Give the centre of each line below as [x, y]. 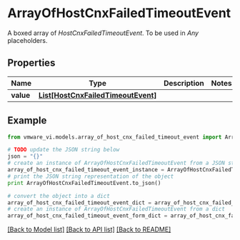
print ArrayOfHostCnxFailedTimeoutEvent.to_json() [84, 183]
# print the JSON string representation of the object [91, 176]
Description [184, 83]
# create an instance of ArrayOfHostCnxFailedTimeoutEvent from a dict [116, 209]
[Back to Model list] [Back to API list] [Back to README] [89, 229]
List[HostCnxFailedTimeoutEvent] [97, 95]
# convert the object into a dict [59, 196]
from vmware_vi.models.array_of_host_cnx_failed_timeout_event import [115, 137]
